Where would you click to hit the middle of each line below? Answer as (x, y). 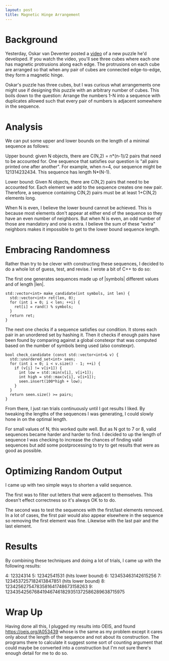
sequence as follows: (27, 146)
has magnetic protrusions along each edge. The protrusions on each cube (83, 64)
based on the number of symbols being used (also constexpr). (70, 346)
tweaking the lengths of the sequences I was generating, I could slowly (79, 414)
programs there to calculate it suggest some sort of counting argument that (84, 642)
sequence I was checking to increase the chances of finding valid (74, 440)
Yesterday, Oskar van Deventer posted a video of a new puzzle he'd (76, 54)
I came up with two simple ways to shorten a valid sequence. (69, 485)
